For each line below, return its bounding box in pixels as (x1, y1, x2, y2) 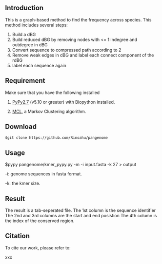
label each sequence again (12, 62, 67, 68)
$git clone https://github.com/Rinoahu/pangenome (5, 135, 108, 140)
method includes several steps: (5, 22, 68, 28)
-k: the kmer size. (5, 180, 40, 187)
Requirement (5, 76, 45, 85)
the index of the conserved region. (5, 218, 75, 224)
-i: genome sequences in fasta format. (5, 171, 82, 177)
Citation (5, 232, 30, 240)
